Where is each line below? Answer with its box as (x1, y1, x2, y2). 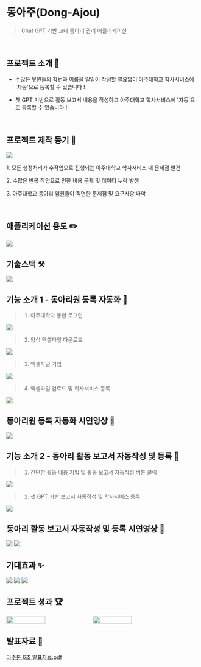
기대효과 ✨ (6, 560, 44, 570)
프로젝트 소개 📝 (6, 58, 60, 69)
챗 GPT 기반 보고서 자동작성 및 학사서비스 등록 (30, 493, 141, 500)
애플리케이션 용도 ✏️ (6, 221, 78, 231)
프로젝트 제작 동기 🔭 (6, 135, 77, 146)
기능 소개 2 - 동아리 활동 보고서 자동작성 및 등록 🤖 (6, 451, 180, 462)
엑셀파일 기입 (30, 361, 62, 367)
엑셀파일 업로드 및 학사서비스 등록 (30, 385, 111, 392)
